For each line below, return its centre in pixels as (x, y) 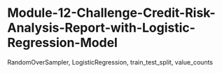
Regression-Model (62, 43)
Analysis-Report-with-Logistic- (102, 28)
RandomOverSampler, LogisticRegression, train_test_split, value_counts (110, 62)
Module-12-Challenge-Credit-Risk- (111, 13)
